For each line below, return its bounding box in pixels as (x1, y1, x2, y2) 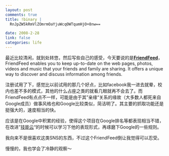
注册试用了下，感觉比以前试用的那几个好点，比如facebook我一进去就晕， (5, 82, 158, 88)
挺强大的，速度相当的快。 (5, 107, 59, 113)
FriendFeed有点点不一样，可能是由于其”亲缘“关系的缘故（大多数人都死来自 (5, 94, 161, 100)
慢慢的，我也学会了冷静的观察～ (5, 145, 72, 151)
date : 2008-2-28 (5, 31, 39, 36)
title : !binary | (5, 17, 42, 22)
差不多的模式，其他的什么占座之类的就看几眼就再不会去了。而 (14, 88, 143, 94)
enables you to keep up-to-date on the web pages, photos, (30, 60, 153, 66)
